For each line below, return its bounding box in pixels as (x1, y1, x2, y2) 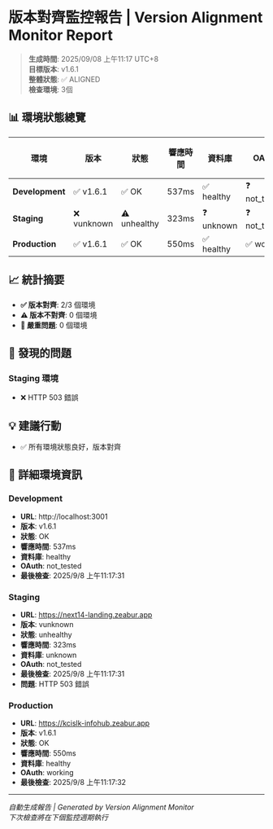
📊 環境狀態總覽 (8, 111, 87, 125)
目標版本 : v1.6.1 (28, 64, 79, 74)
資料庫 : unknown (19, 650, 77, 660)
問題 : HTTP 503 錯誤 (19, 679, 89, 689)
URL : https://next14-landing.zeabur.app (19, 610, 153, 620)
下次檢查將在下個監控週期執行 (8, 813, 108, 822)
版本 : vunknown (19, 620, 75, 629)
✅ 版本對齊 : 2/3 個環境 (19, 300, 96, 309)
